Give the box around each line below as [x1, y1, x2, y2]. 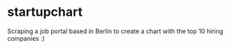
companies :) [7, 34, 45, 42]
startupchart [7, 4, 82, 20]
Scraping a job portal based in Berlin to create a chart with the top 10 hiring [7, 27, 224, 35]
